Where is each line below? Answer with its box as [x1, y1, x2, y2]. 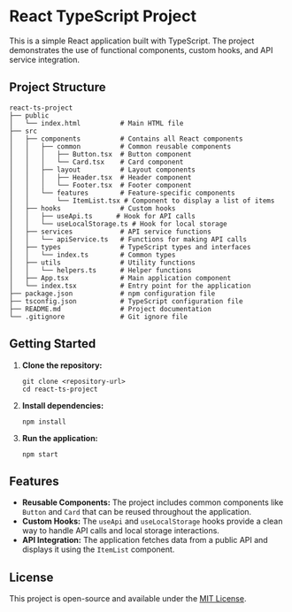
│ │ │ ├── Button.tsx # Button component [9, 149, 192, 158]
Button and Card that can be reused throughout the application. [21, 507, 252, 517]
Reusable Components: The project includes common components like [21, 497, 284, 508]
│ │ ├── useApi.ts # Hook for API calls [9, 211, 196, 220]
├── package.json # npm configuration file [9, 289, 216, 298]
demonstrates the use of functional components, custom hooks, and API [9, 44, 273, 55]
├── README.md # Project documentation [9, 304, 212, 313]
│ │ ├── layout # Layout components [9, 165, 196, 174]
